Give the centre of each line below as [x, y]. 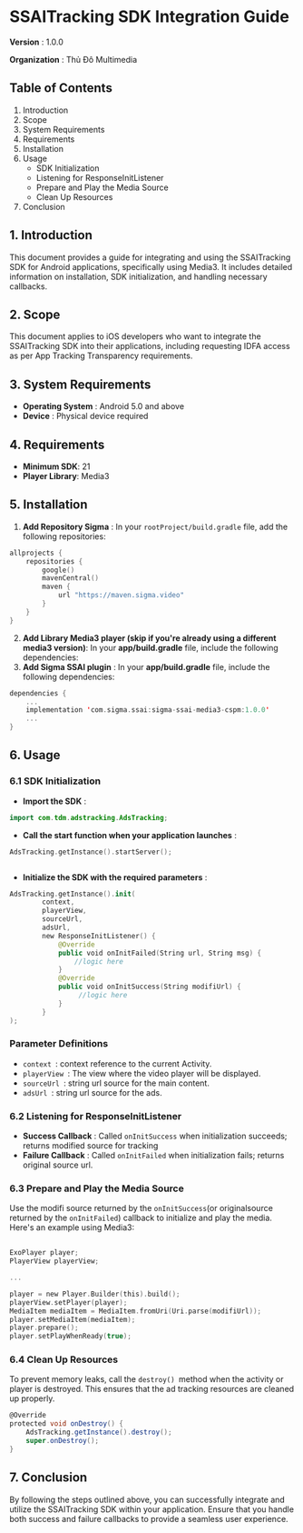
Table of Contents [61, 88]
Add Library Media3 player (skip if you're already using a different [149, 637]
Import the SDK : [54, 801]
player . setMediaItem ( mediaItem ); [73, 1319]
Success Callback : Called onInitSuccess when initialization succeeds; [155, 1136]
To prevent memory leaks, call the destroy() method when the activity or [147, 1379]
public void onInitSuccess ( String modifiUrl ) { [150, 987]
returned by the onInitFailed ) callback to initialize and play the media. [141, 1218]
